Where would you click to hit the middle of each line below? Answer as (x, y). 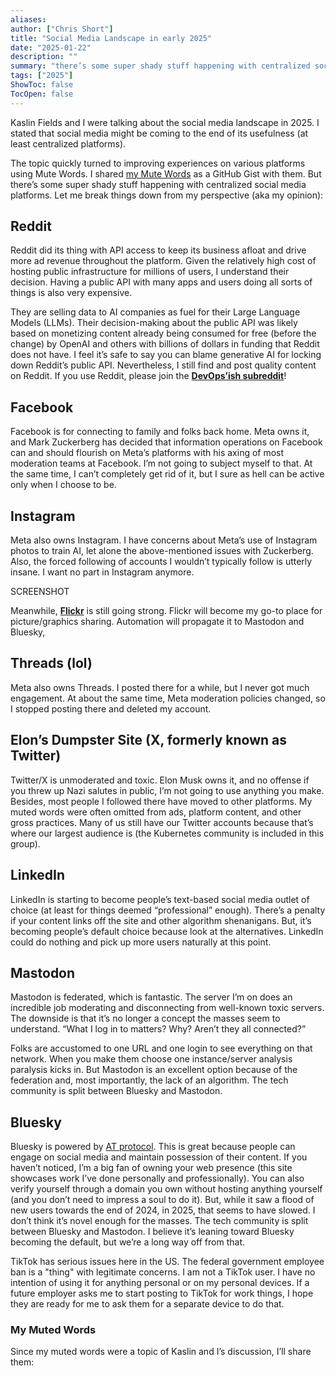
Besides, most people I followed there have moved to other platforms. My (161, 801)
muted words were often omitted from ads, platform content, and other (156, 812)
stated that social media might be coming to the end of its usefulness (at (159, 133)
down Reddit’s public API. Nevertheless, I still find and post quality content (163, 365)
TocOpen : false (42, 94)
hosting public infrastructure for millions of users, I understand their (150, 272)
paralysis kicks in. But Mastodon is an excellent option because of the (154, 1070)
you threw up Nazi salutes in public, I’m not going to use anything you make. (167, 790)
